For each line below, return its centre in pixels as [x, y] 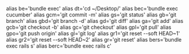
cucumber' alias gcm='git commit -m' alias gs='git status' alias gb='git [91, 15]
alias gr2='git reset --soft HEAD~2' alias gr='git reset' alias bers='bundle [94, 40]
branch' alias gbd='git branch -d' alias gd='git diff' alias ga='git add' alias [95, 21]
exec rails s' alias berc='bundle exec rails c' [59, 46]
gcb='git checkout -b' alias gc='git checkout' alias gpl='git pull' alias [89, 27]
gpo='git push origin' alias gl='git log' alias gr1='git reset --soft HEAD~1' [93, 33]
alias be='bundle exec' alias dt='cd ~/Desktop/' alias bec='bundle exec [92, 9]
